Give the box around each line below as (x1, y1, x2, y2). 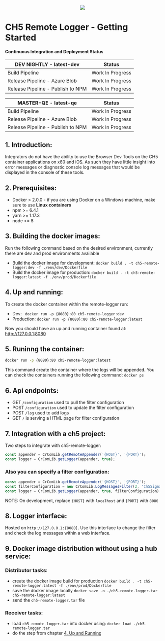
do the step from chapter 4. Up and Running (12, 630, 102, 636)
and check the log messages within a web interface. (5, 530, 110, 536)
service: (5, 552, 31, 560)
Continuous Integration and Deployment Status (5, 48, 104, 54)
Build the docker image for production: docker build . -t (12, 269, 129, 275)
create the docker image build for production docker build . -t (12, 578, 142, 584)
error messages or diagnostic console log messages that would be (5, 164, 140, 170)
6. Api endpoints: (5, 386, 59, 395)
